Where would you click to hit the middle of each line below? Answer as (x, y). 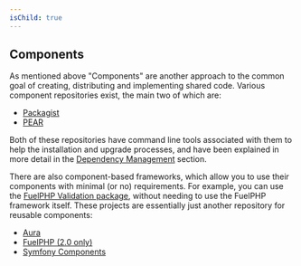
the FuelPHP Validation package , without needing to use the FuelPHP (138, 196)
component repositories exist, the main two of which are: (115, 95)
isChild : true (36, 18)
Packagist (41, 113)
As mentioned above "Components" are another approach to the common (147, 76)
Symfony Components (64, 252)
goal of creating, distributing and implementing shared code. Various (137, 86)
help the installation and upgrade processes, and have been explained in (145, 149)
